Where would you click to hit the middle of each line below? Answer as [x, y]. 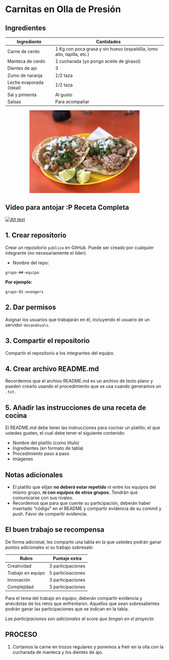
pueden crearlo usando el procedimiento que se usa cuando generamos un [83, 386]
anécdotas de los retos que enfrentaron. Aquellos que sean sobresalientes [82, 603]
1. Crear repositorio [36, 235]
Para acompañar [72, 102]
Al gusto [64, 95]
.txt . [11, 392]
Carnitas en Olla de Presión [63, 9]
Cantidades [108, 41]
